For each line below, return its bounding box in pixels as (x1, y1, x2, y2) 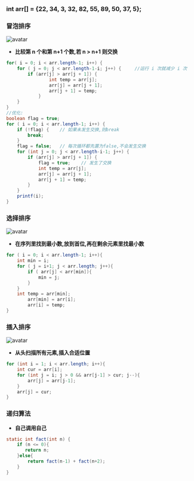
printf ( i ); (17, 193, 44, 199)
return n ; (24, 447, 50, 454)
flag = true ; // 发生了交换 (38, 160, 112, 166)
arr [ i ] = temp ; (27, 302, 66, 309)
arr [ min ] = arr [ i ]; (27, 297, 76, 303)
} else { (17, 453, 33, 459)
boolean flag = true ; (6, 115, 60, 121)
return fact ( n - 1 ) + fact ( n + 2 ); (27, 458, 106, 464)
